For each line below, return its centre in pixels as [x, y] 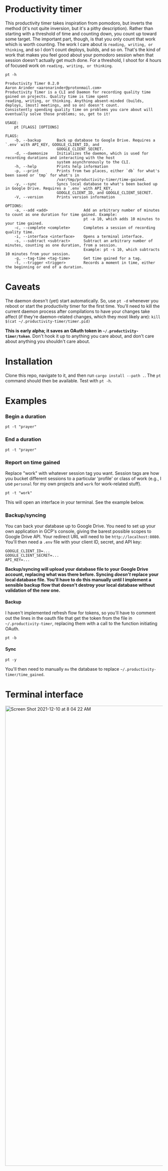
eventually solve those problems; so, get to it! [58, 114]
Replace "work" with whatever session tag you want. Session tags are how [82, 473]
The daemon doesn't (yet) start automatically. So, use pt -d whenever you [82, 300]
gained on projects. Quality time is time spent [57, 96]
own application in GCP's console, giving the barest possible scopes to [78, 531]
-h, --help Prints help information [61, 166]
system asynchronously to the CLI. [94, 162]
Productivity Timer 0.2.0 [32, 83]
